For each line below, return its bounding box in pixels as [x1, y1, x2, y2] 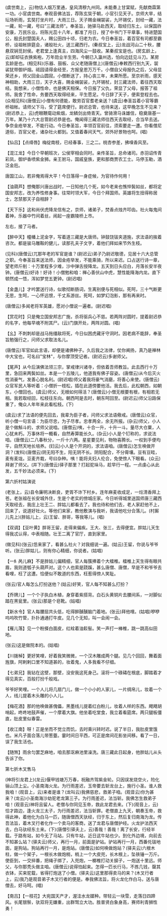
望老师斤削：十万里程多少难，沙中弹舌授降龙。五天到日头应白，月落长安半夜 [5, 263, 162, 269]
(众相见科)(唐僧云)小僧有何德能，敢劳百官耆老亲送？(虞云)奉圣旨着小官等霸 [5, 98, 159, 104]
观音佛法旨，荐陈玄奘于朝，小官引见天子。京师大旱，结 [48, 10, 162, 16]
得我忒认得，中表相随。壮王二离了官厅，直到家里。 [5, 531, 110, 537]
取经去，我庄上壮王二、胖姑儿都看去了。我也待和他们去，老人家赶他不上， [9, 502, 162, 507]
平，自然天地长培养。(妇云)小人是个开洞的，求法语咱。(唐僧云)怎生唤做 [5, 443, 151, 449]
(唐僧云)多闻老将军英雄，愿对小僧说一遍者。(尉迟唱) [5, 303, 112, 309]
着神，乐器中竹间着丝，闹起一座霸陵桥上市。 [5, 213, 97, 219]
